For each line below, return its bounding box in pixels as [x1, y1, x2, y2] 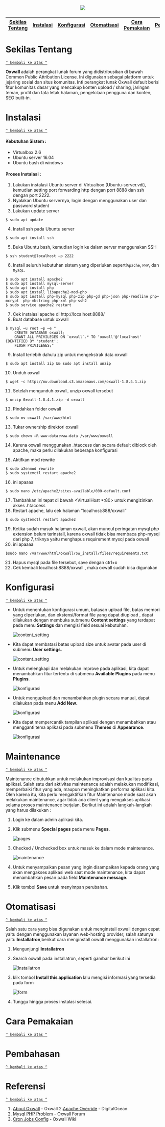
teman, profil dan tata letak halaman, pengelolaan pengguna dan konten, [5, 89, 152, 95]
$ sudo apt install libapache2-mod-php [5, 290, 87, 295]
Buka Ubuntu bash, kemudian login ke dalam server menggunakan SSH [12, 244, 157, 250]
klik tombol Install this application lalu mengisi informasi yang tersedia [12, 974, 156, 980]
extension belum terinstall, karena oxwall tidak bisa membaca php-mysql [12, 531, 160, 537]
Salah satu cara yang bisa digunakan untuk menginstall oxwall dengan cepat [5, 926, 160, 932]
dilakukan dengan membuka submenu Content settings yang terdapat [12, 617, 155, 623]
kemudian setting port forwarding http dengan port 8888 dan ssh [12, 187, 144, 193]
